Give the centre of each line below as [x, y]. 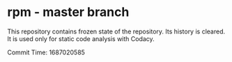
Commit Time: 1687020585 [46, 52]
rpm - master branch [68, 12]
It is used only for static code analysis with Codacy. [81, 38]
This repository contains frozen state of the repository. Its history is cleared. [116, 31]
